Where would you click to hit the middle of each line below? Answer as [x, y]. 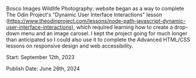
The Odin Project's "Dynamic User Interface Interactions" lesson [84, 15]
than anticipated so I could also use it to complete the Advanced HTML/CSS [98, 40]
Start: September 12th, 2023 [40, 57]
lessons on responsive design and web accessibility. [70, 46]
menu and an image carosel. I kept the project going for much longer [104, 33]
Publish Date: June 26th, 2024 [43, 69]
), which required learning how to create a [122, 27]
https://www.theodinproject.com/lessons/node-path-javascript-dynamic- [97, 21]
